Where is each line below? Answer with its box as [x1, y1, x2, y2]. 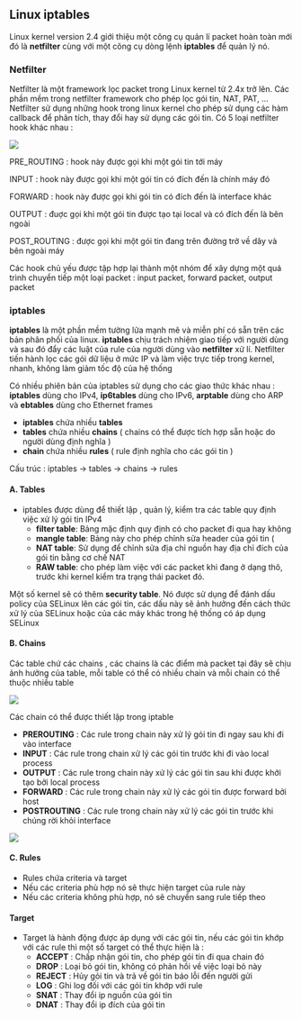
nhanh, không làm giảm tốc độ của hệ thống [9, 363, 173, 374]
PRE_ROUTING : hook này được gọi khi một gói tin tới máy [9, 157, 223, 168]
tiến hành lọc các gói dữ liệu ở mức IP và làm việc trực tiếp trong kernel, [9, 353, 276, 364]
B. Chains [9, 638, 47, 649]
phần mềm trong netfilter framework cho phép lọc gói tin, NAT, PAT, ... [9, 94, 270, 105]
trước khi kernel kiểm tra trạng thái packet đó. [35, 571, 205, 582]
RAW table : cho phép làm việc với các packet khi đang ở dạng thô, [35, 561, 283, 572]
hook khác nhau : [9, 122, 74, 133]
